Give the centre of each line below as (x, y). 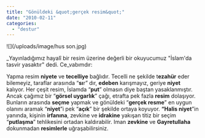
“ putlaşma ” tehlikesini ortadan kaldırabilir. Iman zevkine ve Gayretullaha (99, 122)
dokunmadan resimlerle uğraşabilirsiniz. (57, 128)
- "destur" (26, 29)
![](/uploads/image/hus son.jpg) (47, 46)
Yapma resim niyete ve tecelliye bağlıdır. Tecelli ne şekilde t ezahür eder (98, 76)
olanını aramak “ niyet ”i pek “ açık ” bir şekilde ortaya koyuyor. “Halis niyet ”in (102, 109)
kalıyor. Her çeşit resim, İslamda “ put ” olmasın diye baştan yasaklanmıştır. (99, 90)
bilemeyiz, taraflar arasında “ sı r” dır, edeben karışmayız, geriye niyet (94, 83)
